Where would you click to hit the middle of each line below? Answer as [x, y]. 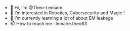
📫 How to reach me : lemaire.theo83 [49, 24]
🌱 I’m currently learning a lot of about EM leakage [61, 18]
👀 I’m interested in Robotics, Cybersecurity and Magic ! [67, 13]
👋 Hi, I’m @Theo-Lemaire [36, 8]
